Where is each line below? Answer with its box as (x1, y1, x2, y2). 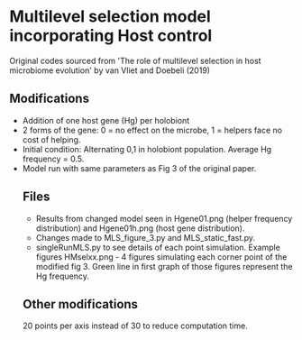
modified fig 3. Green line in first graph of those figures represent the (35, 261, 293, 271)
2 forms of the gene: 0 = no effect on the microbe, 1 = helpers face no (22, 124, 282, 135)
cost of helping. (22, 133, 81, 145)
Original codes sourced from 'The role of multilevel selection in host (9, 55, 261, 66)
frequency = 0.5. (22, 153, 85, 164)
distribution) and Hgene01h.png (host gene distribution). (35, 223, 245, 234)
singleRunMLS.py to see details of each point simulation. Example (35, 242, 281, 253)
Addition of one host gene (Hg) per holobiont (22, 115, 190, 125)
